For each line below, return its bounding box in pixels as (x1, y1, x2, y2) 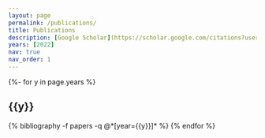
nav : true (8, 48, 41, 56)
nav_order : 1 (8, 56, 51, 64)
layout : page (8, 11, 51, 20)
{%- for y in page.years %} (8, 76, 96, 87)
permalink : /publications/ (8, 19, 97, 27)
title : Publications (8, 26, 77, 34)
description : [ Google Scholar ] (8, 33, 111, 42)
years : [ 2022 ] (8, 41, 55, 49)
